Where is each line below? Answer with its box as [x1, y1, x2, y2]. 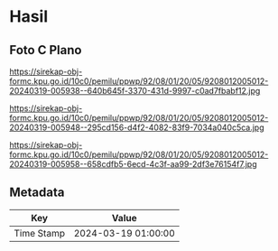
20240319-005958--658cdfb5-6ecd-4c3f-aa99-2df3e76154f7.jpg [9, 159, 257, 169]
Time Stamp [14, 227, 66, 239]
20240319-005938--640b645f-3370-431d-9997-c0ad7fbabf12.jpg [9, 86, 261, 96]
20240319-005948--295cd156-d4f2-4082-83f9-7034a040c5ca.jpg [9, 122, 264, 133]
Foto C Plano [9, 42, 82, 58]
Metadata [9, 185, 65, 200]
